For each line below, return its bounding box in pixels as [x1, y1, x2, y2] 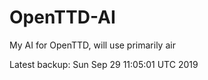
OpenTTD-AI [9, 6, 116, 29]
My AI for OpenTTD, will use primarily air [9, 39, 176, 51]
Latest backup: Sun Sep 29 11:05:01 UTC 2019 [9, 58, 199, 70]
